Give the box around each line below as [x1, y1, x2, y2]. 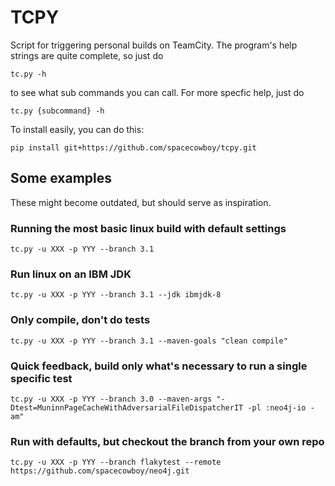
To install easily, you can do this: [10, 123, 145, 135]
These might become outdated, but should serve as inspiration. [10, 196, 272, 208]
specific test [10, 371, 73, 385]
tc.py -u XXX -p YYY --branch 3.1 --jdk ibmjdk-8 [10, 290, 222, 300]
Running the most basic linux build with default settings [10, 221, 287, 235]
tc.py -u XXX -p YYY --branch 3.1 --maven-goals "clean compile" [10, 336, 288, 346]
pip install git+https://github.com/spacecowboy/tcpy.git [10, 142, 257, 153]
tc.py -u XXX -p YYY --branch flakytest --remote [10, 457, 222, 468]
